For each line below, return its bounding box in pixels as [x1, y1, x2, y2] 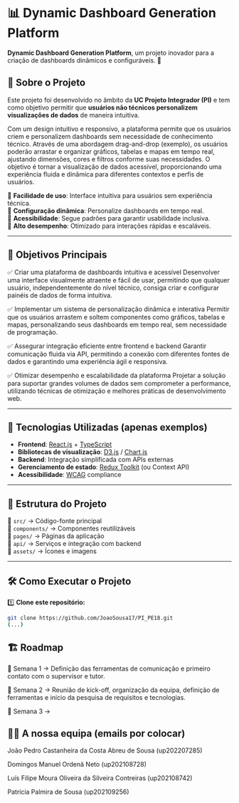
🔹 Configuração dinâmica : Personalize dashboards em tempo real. [7, 206, 204, 215]
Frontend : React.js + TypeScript [17, 440, 112, 448]
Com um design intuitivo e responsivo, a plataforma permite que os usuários [7, 125, 231, 133]
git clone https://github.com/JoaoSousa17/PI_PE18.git [7, 614, 174, 621]
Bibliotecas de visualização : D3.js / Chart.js [17, 448, 148, 456]
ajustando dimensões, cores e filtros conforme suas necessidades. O [7, 154, 211, 163]
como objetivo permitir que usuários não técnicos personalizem [7, 103, 198, 112]
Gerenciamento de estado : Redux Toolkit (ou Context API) [17, 463, 190, 471]
